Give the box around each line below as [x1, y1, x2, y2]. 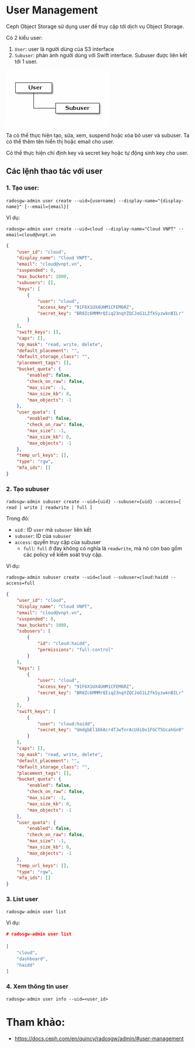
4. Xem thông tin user [6, 982, 69, 990]
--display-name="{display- [118, 198, 184, 204]
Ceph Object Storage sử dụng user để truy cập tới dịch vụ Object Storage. [6, 23, 184, 30]
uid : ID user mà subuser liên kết [14, 526, 92, 533]
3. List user [6, 895, 39, 904]
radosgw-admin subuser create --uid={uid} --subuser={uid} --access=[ [6, 499, 182, 505]
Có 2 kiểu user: [6, 34, 43, 41]
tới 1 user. [14, 58, 38, 65]
